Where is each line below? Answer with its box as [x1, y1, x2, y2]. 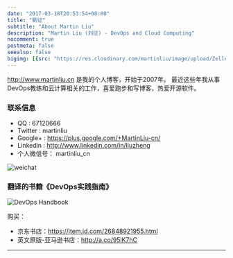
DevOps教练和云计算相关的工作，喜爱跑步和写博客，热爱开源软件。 [7, 84, 200, 92]
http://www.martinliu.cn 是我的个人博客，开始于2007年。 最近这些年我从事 [7, 75, 221, 83]
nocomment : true [7, 36, 54, 43]
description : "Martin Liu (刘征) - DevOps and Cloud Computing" [7, 29, 195, 37]
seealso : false [7, 49, 51, 56]
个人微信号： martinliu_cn [17, 150, 90, 158]
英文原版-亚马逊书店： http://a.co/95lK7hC [17, 236, 137, 244]
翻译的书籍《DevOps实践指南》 [7, 182, 113, 191]
